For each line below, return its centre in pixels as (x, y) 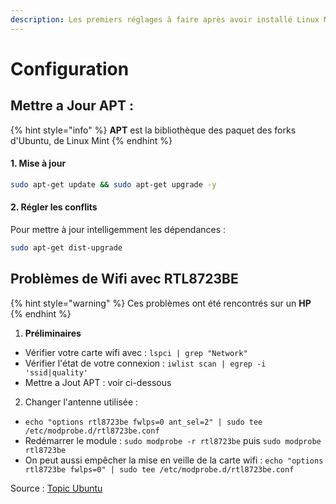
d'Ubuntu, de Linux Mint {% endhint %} (91, 140)
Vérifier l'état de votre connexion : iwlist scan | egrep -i (145, 363)
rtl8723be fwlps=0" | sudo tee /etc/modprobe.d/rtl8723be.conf (159, 469)
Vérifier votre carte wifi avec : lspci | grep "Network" (136, 352)
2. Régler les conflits (54, 207)
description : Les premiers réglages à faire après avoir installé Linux (165, 19)
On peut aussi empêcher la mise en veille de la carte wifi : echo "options (174, 460)
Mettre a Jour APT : (72, 106)
